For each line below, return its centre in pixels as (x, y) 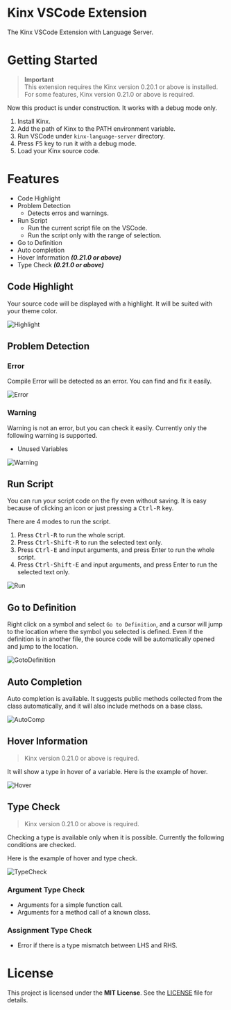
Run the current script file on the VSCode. (87, 228)
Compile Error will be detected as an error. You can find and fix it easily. (110, 381)
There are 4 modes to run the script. (59, 522)
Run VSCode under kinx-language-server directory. (91, 136)
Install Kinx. (34, 121)
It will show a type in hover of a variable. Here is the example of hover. (108, 771)
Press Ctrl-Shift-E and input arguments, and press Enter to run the (117, 565)
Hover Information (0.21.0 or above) (69, 257)
